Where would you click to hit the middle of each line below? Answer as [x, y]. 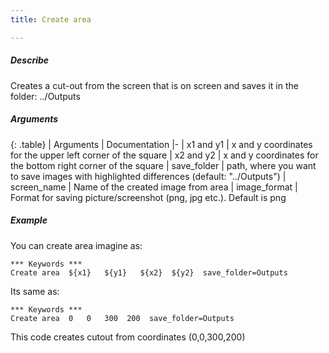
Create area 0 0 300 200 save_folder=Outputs [122, 318]
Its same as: [35, 291]
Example [29, 220]
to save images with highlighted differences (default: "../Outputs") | [148, 176]
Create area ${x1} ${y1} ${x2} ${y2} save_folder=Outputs [149, 272]
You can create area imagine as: [76, 245]
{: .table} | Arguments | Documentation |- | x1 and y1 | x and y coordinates [161, 144]
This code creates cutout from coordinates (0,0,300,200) [128, 337]
